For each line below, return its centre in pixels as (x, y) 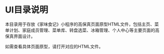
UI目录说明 (27, 10)
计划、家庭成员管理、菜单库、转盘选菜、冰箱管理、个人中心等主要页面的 (82, 30)
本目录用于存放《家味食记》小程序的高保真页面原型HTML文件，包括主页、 (80, 24)
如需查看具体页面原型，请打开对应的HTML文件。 (54, 46)
